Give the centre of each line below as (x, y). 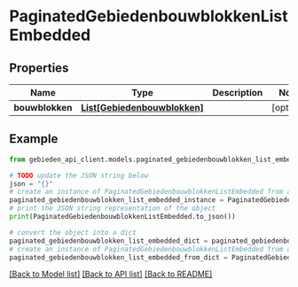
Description (238, 93)
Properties (39, 68)
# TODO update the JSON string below (79, 175)
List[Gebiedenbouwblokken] (142, 108)
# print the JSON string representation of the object (113, 209)
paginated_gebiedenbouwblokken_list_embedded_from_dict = (118, 257)
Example (34, 139)
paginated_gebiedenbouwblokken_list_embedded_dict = (109, 241)
